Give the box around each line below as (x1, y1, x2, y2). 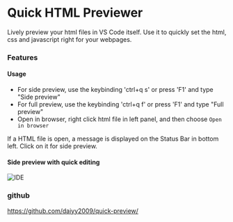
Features (7, 52, 38, 62)
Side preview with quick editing (7, 158, 100, 166)
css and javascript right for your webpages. (7, 35, 132, 43)
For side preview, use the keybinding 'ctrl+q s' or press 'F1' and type (17, 86, 214, 94)
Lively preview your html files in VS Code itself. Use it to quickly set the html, (7, 28, 227, 36)
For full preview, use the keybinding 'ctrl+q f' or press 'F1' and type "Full (17, 100, 224, 109)
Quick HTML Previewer (7, 5, 143, 21)
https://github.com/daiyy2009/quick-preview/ (7, 207, 139, 215)
